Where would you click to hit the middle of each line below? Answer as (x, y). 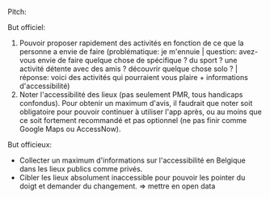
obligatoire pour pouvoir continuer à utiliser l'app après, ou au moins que (140, 112)
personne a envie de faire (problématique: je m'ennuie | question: (128, 51)
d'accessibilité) (44, 86)
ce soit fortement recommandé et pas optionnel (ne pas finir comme (133, 120)
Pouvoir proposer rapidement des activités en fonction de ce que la (131, 43)
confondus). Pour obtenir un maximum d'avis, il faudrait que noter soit (136, 103)
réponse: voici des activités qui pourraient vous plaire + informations (133, 77)
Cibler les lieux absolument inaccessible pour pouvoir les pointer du (132, 178)
